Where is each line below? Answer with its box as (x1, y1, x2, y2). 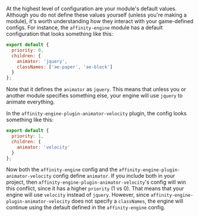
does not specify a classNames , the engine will (71, 197, 184, 205)
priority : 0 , (11, 47, 44, 53)
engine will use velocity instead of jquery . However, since (6, 191, 150, 199)
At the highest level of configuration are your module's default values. (6, 5, 177, 12)
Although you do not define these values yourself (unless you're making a (6, 11, 187, 18)
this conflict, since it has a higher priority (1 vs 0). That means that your (6, 185, 184, 192)
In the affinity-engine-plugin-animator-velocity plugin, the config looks (6, 110, 187, 117)
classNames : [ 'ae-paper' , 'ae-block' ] (17, 64, 113, 70)
